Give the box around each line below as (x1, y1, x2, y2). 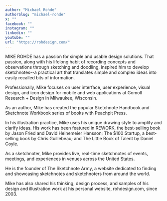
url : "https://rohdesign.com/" (5, 40, 70, 45)
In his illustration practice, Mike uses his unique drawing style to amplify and (5, 119, 162, 125)
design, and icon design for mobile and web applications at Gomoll (5, 89, 142, 95)
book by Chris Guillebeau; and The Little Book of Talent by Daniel (19, 135, 154, 141)
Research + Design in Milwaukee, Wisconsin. (5, 95, 98, 101)
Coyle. (5, 141, 18, 147)
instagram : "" (5, 26, 35, 31)
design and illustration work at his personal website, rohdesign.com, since (5, 186, 158, 192)
